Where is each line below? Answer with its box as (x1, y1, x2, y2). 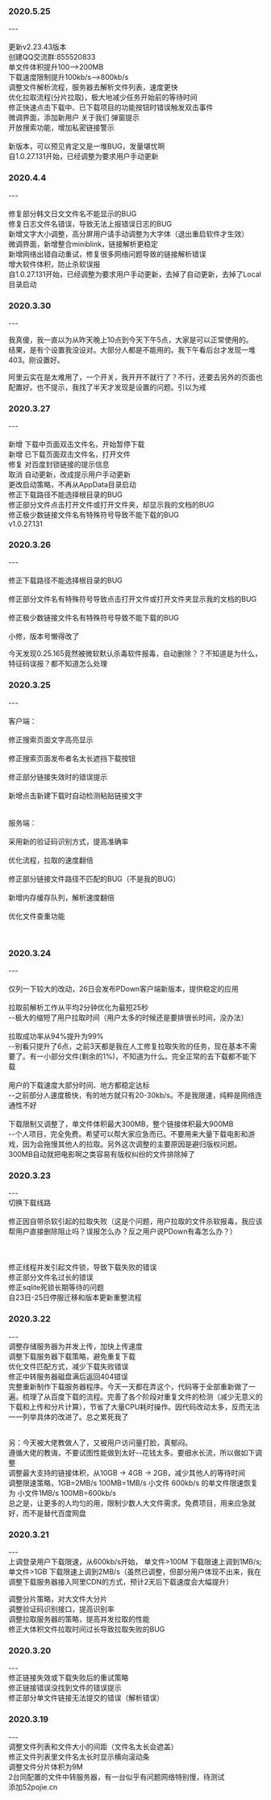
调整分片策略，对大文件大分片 (8, 1593, 107, 1603)
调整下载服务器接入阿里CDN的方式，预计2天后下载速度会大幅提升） (8, 1577, 234, 1586)
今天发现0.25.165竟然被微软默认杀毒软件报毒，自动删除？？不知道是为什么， (8, 649, 262, 658)
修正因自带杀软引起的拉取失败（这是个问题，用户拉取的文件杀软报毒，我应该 (8, 1217, 263, 1226)
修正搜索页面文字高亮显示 (8, 734, 94, 744)
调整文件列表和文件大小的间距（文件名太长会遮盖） (8, 1741, 178, 1752)
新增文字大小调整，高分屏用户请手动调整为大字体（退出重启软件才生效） (8, 228, 248, 239)
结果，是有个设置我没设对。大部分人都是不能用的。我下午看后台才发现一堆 (8, 345, 256, 354)
